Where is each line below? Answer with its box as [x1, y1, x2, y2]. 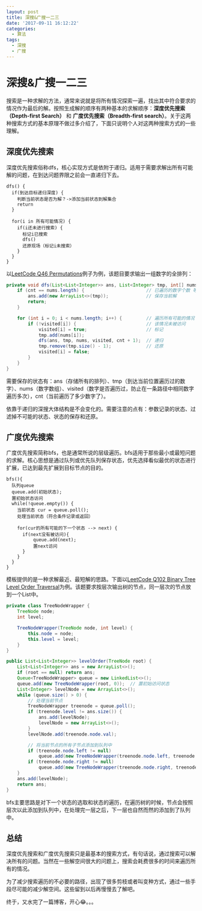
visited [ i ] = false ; [38, 349, 90, 355]
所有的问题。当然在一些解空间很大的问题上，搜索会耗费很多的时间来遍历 [11, 857, 191, 865]
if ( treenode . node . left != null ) [28, 748, 112, 754]
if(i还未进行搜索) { [17, 224, 63, 231]
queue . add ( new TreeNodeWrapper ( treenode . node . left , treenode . [38, 753, 198, 760]
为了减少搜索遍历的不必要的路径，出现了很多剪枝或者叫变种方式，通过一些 [6, 878, 191, 885]
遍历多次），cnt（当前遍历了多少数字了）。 [6, 392, 109, 400]
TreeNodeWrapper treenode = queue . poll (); [28, 703, 136, 709]
